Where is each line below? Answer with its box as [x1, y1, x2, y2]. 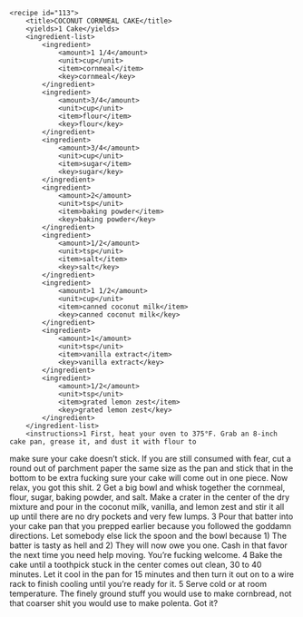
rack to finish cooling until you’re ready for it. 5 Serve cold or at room [9, 579, 268, 589]
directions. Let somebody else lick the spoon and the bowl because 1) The [9, 531, 288, 541]
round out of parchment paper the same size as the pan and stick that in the [9, 463, 294, 474]
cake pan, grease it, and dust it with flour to [9, 437, 197, 446]
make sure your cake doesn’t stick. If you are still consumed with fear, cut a [9, 454, 292, 464]
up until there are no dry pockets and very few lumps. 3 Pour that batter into [9, 511, 294, 522]
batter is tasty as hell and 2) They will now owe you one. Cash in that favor [9, 540, 288, 551]
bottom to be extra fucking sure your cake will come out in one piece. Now [9, 473, 288, 483]
